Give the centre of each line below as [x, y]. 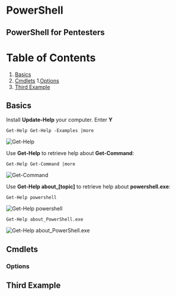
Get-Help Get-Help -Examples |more [50, 131]
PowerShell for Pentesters [55, 32]
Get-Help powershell [32, 198]
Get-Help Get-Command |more [41, 164]
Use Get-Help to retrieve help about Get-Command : [70, 153]
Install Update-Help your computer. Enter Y [59, 120]
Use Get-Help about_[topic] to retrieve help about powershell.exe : [88, 187]
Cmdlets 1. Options [37, 80]
